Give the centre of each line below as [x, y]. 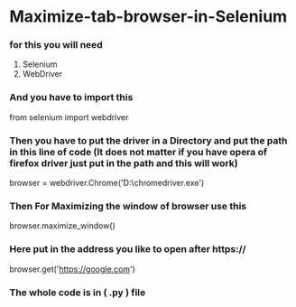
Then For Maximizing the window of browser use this [128, 206]
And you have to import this [71, 98]
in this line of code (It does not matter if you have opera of [139, 152]
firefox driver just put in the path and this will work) [124, 163]
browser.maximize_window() [62, 226]
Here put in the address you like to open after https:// [128, 249]
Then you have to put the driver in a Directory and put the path [148, 140]
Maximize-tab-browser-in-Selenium [148, 17]
